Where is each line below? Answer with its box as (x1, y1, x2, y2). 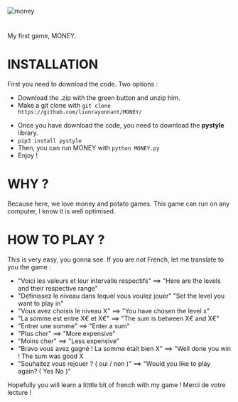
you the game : (7, 263, 52, 271)
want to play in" (17, 299, 64, 308)
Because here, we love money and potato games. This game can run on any (7, 199, 230, 208)
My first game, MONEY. (7, 32, 77, 40)
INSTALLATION (7, 57, 98, 72)
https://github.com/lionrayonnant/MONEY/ (17, 108, 142, 116)
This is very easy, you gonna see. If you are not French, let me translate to (7, 255, 225, 264)
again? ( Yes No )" (17, 367, 71, 375)
